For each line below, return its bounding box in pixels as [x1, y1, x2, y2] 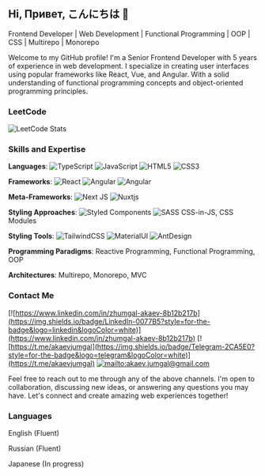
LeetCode [8, 106, 47, 117]
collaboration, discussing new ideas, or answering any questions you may [8, 382, 249, 391]
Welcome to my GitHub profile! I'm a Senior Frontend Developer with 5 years [8, 52, 257, 62]
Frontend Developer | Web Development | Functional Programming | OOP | [8, 28, 251, 38]
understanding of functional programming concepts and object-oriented [8, 77, 244, 87]
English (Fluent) [8, 429, 59, 437]
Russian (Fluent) [8, 444, 62, 453]
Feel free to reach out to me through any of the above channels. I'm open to [8, 374, 256, 383]
